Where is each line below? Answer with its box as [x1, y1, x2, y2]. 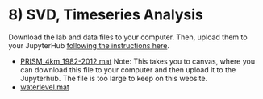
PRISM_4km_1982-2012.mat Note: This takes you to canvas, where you [19, 56, 256, 66]
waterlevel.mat [19, 82, 70, 92]
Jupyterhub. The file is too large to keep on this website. [19, 73, 208, 83]
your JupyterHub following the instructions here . [8, 40, 169, 50]
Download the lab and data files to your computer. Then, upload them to [8, 32, 248, 42]
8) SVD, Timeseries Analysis [8, 6, 204, 24]
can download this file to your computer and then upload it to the [19, 64, 236, 74]
